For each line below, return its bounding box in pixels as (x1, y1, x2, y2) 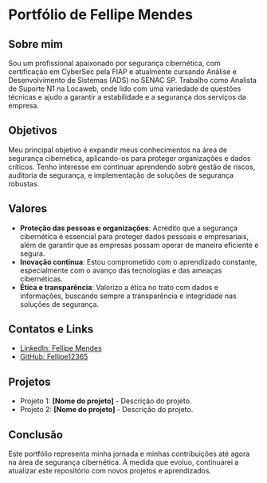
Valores (8, 202, 48, 216)
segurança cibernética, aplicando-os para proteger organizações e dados (8, 153, 251, 163)
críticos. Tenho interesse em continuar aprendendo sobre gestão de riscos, (8, 162, 256, 171)
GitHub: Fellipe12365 (19, 352, 88, 362)
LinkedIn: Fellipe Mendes (19, 344, 102, 353)
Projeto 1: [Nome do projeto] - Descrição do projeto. (19, 396, 192, 406)
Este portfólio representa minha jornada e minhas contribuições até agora (8, 449, 250, 459)
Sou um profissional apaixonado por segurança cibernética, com (8, 58, 221, 68)
